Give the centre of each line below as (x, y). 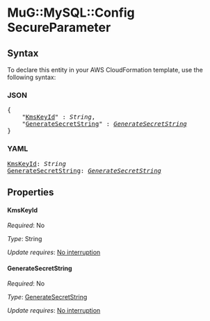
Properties (31, 192)
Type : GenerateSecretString (47, 297)
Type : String (25, 239)
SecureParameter (59, 27)
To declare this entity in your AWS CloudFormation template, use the (105, 70)
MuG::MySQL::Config (71, 13)
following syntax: (32, 77)
